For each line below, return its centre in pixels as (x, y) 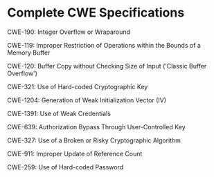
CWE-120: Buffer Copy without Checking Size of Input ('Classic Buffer (107, 66)
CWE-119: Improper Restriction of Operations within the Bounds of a (104, 45)
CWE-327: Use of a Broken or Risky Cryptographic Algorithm (94, 140)
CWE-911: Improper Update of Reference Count (75, 153)
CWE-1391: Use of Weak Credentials (59, 113)
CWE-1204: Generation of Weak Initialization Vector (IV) (87, 100)
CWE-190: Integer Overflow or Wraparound (69, 32)
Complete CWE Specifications (96, 13)
